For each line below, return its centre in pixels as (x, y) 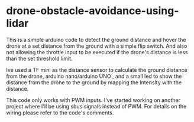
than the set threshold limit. (39, 58)
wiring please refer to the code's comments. (60, 113)
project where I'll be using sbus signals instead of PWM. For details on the (96, 106)
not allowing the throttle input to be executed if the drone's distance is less (97, 52)
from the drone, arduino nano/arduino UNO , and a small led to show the (94, 76)
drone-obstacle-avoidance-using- (93, 11)
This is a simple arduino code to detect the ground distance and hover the (96, 39)
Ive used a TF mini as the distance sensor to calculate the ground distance (97, 70)
